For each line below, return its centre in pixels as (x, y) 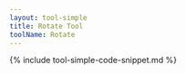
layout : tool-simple (49, 18)
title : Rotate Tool (46, 26)
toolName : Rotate (42, 34)
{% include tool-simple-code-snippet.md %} (93, 60)
